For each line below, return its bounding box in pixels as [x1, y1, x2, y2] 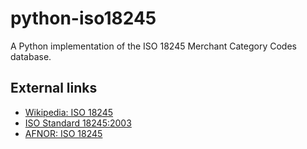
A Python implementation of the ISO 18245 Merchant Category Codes [10, 40, 297, 52]
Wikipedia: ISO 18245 [24, 106, 113, 118]
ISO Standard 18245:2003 [24, 117, 132, 129]
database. [10, 50, 52, 62]
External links [10, 80, 98, 97]
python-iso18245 [10, 7, 157, 30]
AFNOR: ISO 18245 [24, 127, 103, 139]
